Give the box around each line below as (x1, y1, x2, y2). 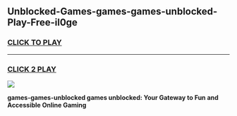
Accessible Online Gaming (7, 101, 87, 109)
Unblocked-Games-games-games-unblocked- (7, 6, 218, 18)
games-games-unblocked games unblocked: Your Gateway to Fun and (7, 93, 219, 101)
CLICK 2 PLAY (7, 64, 56, 74)
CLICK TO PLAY (7, 38, 62, 48)
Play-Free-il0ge (7, 17, 78, 29)
